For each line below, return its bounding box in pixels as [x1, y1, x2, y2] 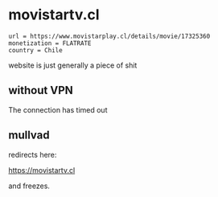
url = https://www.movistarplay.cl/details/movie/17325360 [8, 32, 211, 40]
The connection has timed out [8, 105, 108, 114]
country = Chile [8, 46, 63, 54]
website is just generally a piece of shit [8, 60, 138, 70]
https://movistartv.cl [8, 165, 76, 174]
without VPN [8, 84, 74, 97]
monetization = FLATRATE [8, 39, 92, 47]
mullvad [8, 129, 50, 142]
